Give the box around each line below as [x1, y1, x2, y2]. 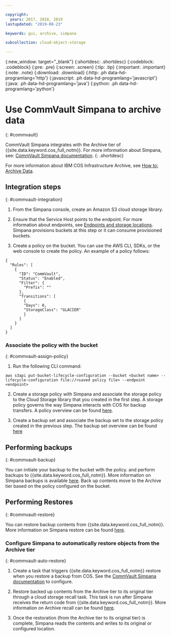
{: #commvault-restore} [5, 511, 55, 517]
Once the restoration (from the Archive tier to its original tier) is [12, 615, 146, 621]
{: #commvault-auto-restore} [5, 558, 67, 564]
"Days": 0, [24, 303, 47, 308]
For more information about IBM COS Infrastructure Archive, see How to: [5, 163, 159, 169]
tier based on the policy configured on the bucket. [5, 483, 111, 489]
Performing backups [5, 443, 73, 452]
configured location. [12, 626, 56, 632]
